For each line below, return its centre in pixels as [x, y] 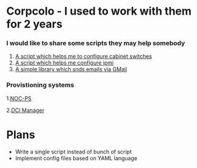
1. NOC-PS [19, 98]
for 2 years [34, 24]
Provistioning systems [40, 85]
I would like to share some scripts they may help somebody [96, 43]
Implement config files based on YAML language [76, 158]
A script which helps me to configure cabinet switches [84, 57]
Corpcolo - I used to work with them [99, 11]
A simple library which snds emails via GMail [71, 69]
